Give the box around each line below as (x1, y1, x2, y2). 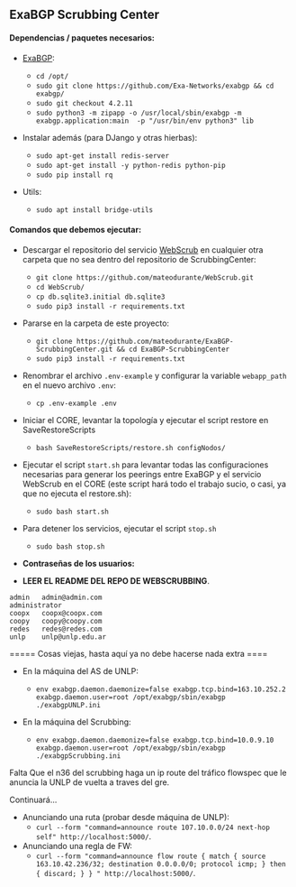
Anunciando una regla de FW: (22, 840, 133, 851)
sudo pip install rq (35, 171, 113, 180)
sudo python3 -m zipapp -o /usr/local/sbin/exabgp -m (35, 108, 242, 117)
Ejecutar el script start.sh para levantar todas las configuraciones (22, 459, 269, 470)
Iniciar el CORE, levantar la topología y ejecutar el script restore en (22, 414, 269, 425)
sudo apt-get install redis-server (35, 151, 169, 161)
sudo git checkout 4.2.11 (35, 98, 133, 107)
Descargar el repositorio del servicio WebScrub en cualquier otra (22, 244, 264, 255)
